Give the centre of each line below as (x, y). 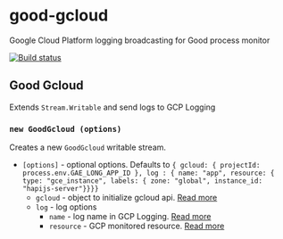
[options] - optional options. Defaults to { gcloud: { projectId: (141, 165)
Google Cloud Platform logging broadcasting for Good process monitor (140, 40)
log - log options (66, 207)
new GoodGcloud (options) (66, 129)
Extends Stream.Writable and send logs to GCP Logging (112, 107)
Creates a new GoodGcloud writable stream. (88, 147)
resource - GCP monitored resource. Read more (137, 226)
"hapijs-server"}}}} (60, 189)
